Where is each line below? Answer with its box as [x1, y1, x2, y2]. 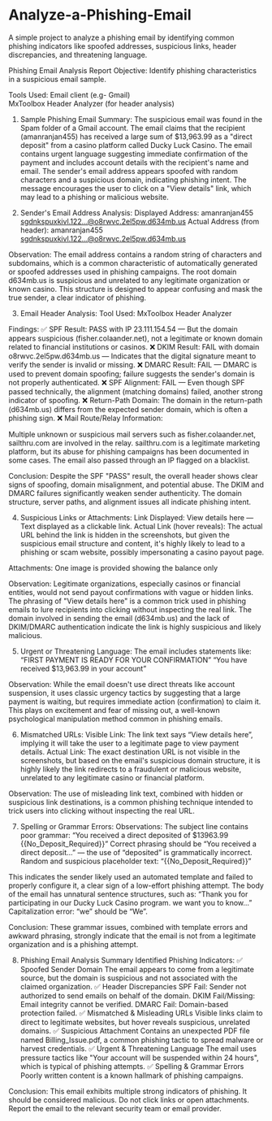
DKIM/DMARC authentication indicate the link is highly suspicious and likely [8, 622, 261, 632]
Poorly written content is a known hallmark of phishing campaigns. [19, 1071, 244, 1080]
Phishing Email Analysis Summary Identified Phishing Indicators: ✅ [19, 955, 244, 965]
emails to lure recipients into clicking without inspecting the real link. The [8, 604, 252, 615]
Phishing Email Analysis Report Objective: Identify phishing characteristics [8, 65, 257, 75]
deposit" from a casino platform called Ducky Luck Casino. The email [19, 140, 253, 150]
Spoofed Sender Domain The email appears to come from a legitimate [19, 964, 254, 974]
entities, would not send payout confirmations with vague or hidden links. [8, 587, 254, 597]
